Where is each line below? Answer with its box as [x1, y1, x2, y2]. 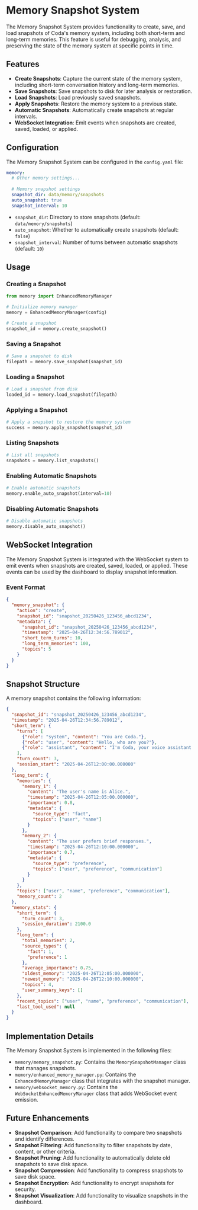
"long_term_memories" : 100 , [21, 641, 92, 646]
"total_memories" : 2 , [21, 937, 76, 944]
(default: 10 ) [14, 245, 44, 252]
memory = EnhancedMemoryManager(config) [6, 309, 108, 316]
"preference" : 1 [27, 954, 67, 960]
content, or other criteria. [14, 1148, 76, 1155]
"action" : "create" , [17, 607, 67, 613]
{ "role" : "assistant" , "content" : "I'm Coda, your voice [21, 745, 165, 751]
